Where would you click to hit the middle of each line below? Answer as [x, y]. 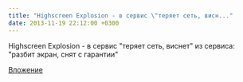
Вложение [26, 69]
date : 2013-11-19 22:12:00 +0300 [64, 23]
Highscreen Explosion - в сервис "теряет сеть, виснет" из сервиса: [121, 45]
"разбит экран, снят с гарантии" [63, 54]
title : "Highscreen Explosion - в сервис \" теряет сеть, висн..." [121, 16]
